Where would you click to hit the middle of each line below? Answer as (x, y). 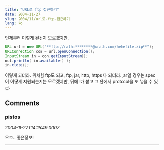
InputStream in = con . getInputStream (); (47, 56)
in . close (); (17, 65)
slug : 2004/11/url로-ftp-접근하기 (38, 19)
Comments (22, 103)
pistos (13, 117)
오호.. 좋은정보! (20, 138)
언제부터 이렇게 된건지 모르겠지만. (37, 38)
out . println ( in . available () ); (38, 61)
